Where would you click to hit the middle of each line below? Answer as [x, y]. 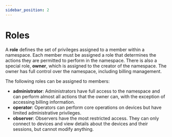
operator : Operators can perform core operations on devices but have [87, 107]
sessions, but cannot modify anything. [53, 129]
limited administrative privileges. [47, 112]
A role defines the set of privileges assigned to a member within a [75, 50]
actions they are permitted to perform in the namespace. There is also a [81, 60]
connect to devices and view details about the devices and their [80, 124]
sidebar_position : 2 [27, 10]
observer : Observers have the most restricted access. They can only [86, 118]
